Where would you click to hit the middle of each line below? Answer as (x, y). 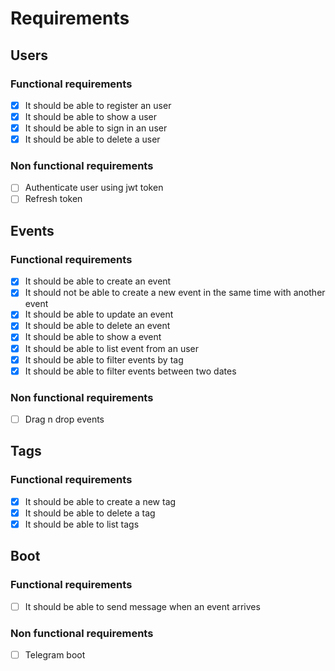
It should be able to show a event (93, 337)
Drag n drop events (64, 419)
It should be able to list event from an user (111, 348)
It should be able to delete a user (92, 139)
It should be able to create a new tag (100, 501)
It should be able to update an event (99, 314)
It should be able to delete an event (97, 326)
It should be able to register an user (98, 105)
